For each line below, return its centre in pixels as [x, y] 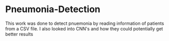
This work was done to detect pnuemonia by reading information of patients [85, 23]
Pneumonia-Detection [53, 9]
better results [19, 34]
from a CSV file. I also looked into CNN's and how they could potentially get [84, 28]
